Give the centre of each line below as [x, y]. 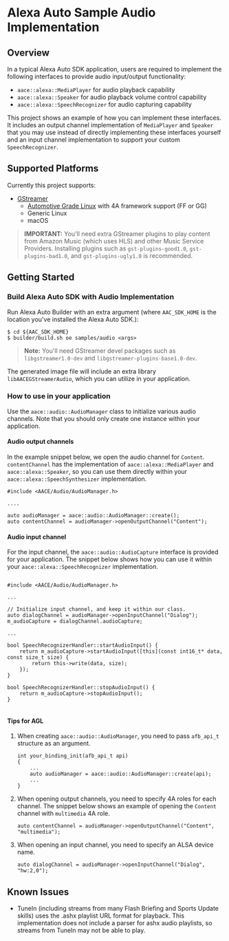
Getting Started [41, 278]
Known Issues [38, 892]
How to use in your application [59, 396]
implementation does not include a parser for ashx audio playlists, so [115, 923]
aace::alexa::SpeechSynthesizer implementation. [77, 479]
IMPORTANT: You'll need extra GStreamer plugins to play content [117, 234]
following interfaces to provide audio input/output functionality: [97, 76]
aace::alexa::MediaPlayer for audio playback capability [96, 90]
